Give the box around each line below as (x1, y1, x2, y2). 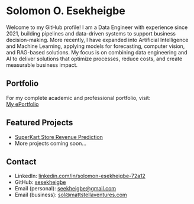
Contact (6, 157, 37, 167)
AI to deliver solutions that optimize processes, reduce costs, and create (6, 55, 183, 62)
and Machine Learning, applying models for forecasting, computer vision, (6, 43, 185, 50)
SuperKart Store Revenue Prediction (14, 133, 104, 140)
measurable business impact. (6, 61, 78, 69)
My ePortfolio (6, 101, 40, 108)
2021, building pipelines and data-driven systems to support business (6, 30, 176, 37)
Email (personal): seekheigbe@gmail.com (14, 185, 117, 192)
